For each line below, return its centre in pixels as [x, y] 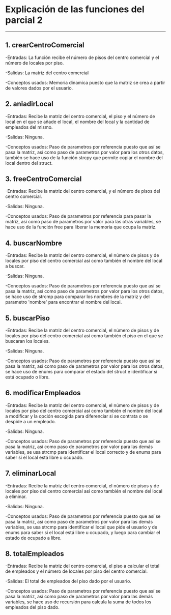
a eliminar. [16, 496]
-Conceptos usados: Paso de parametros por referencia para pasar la [78, 216]
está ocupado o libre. [27, 377]
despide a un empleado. [31, 421]
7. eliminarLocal [31, 473]
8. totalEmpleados [35, 554]
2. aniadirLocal [29, 104]
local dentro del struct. [29, 163]
